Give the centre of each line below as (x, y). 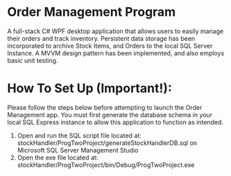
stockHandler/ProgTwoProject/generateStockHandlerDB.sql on (107, 143)
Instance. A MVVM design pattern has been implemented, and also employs (116, 53)
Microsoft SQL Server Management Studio (78, 150)
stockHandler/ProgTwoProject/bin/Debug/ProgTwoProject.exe (106, 165)
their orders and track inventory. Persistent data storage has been (101, 38)
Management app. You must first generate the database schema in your (110, 115)
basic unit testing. (33, 60)
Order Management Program (92, 12)
